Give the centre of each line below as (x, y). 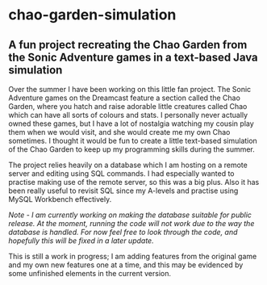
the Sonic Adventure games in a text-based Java (133, 57)
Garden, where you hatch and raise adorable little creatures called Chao (128, 106)
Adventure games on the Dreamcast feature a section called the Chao (124, 98)
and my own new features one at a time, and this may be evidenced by (126, 265)
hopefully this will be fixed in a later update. (81, 241)
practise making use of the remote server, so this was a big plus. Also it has (134, 182)
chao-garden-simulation (92, 15)
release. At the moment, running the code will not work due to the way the (131, 223)
